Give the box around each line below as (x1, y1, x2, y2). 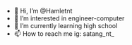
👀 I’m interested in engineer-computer (13, 14, 125, 22)
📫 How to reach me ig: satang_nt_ (13, 30, 114, 38)
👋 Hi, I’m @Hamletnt (13, 7, 73, 15)
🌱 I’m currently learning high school (13, 22, 118, 30)
